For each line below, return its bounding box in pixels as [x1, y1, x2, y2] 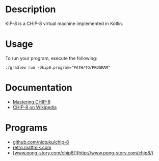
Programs [5, 122, 48, 133]
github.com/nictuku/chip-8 [12, 139, 69, 145]
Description [5, 4, 56, 15]
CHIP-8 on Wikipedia [12, 104, 57, 110]
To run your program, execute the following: [5, 55, 98, 61]
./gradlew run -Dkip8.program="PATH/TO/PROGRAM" [5, 65, 111, 70]
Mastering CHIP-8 [12, 98, 51, 105]
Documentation [5, 82, 73, 94]
